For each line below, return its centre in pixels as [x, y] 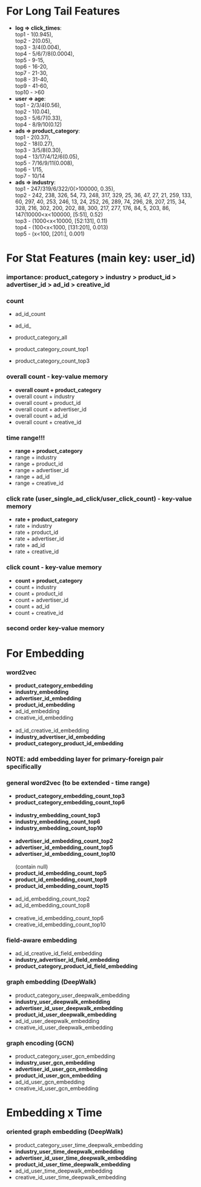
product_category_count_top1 [52, 349]
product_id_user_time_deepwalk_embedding [73, 1164]
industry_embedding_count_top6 [58, 822]
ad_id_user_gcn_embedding [50, 1082]
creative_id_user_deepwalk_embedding [64, 1027]
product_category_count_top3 [52, 361]
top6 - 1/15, [29, 169]
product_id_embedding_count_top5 [61, 873]
